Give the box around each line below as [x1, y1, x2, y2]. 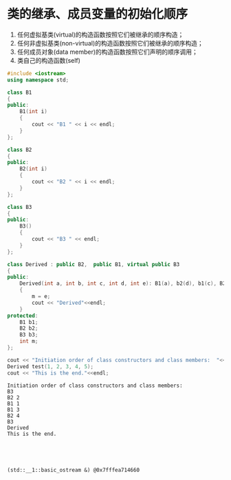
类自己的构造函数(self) [16, 56, 81, 64]
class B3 [7, 203, 32, 210]
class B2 [7, 146, 32, 153]
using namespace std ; [7, 77, 69, 83]
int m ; [19, 338, 38, 345]
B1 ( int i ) [19, 108, 48, 115]
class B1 [7, 89, 32, 96]
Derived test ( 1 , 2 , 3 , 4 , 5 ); [7, 363, 94, 370]
